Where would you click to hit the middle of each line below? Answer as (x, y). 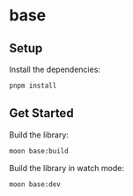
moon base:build (39, 151)
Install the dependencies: (55, 69)
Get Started (41, 113)
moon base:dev (35, 184)
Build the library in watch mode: (67, 168)
